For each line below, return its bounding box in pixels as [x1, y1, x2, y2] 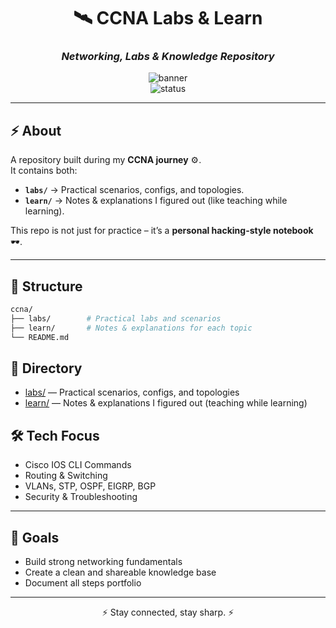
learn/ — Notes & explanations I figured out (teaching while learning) [24, 397, 308, 409]
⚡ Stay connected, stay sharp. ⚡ [101, 606, 235, 619]
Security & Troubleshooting [24, 491, 138, 503]
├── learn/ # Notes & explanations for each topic [10, 323, 253, 333]
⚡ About [10, 122, 62, 139]
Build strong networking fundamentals [24, 556, 183, 568]
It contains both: [10, 165, 78, 177]
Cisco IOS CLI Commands [24, 459, 132, 471]
